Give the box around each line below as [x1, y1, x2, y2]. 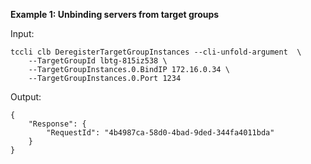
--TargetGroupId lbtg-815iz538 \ [28, 56, 168, 66]
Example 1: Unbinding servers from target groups [10, 9, 220, 20]
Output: [10, 91, 42, 103]
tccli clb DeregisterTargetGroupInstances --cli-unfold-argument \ [10, 47, 302, 57]
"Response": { [28, 119, 87, 129]
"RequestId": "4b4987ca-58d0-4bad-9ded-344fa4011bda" [46, 128, 275, 138]
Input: [10, 28, 35, 39]
